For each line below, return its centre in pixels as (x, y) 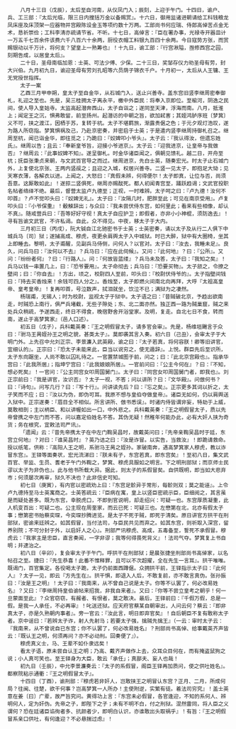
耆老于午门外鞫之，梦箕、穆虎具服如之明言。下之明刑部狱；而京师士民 (142, 463)
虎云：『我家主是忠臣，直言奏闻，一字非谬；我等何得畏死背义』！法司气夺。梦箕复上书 (114, 538)
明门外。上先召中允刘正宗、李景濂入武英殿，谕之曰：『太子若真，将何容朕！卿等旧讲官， (117, 342)
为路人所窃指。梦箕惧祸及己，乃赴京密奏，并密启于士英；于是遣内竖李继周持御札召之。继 (118, 131)
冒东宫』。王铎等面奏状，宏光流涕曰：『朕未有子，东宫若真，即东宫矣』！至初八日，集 (113, 455)
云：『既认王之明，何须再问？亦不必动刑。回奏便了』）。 (75, 636)
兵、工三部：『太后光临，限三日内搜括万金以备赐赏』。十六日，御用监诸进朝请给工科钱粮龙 (118, 18)
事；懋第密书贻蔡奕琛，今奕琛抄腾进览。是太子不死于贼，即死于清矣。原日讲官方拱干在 (116, 515)
